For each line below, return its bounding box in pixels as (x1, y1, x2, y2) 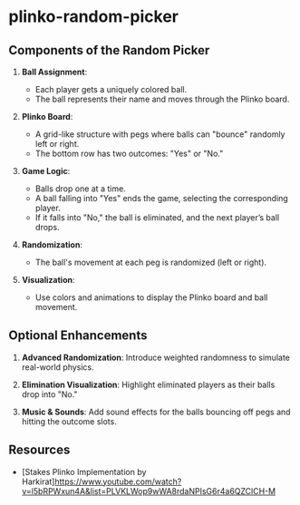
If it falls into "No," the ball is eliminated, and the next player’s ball (34, 212, 280, 223)
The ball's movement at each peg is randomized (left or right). (34, 257, 267, 267)
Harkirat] (21, 476, 55, 487)
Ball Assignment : (21, 66, 88, 77)
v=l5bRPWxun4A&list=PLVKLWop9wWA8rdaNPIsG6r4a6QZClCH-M (21, 485, 276, 496)
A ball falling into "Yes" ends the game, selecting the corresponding (34, 193, 289, 203)
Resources (8, 442, 71, 458)
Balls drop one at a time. (34, 183, 126, 194)
